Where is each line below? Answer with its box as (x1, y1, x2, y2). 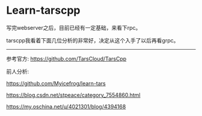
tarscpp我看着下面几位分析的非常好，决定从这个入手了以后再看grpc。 (6, 36, 179, 44)
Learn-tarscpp (6, 4, 81, 17)
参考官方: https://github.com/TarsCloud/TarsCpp (6, 55, 127, 62)
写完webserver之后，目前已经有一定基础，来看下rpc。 (6, 24, 141, 31)
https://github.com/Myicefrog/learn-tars (6, 80, 106, 87)
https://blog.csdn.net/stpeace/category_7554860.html (6, 91, 141, 99)
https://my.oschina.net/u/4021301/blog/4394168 (6, 103, 126, 110)
